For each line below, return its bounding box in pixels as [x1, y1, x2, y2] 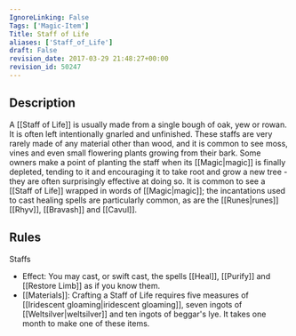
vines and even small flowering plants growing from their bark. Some [9, 148, 261, 158]
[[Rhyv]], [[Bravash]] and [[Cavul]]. [9, 204, 138, 214]
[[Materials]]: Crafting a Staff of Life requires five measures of [21, 290, 249, 300]
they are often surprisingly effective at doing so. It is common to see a [9, 175, 266, 187]
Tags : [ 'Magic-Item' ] [9, 21, 90, 30]
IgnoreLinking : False [9, 12, 90, 22]
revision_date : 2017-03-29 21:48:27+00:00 [9, 54, 169, 63]
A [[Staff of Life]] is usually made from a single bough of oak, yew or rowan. [9, 119, 287, 130]
